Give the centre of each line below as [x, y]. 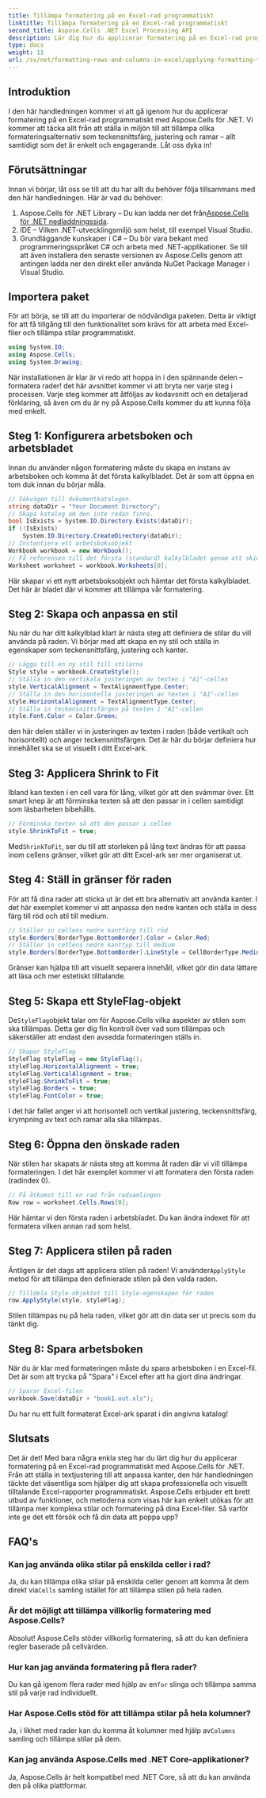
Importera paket [49, 297]
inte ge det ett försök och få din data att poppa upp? [93, 1517]
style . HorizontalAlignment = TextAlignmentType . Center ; [102, 701]
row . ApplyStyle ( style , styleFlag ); [67, 1300]
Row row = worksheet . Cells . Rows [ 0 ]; [68, 1202]
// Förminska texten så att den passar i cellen [90, 824]
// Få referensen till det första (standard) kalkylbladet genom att [125, 558]
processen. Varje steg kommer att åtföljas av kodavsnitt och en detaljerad [128, 394]
